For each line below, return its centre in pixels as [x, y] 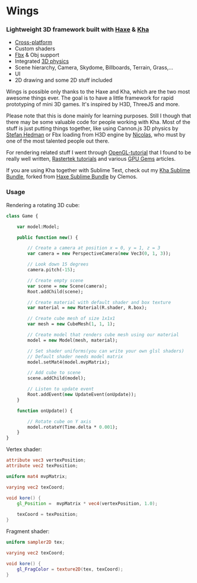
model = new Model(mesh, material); [73, 340]
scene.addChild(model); [57, 378]
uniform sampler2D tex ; [36, 542]
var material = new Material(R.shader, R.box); [87, 308]
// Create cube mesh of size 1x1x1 [72, 319]
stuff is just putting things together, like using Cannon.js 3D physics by [92, 128]
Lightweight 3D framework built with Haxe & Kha [78, 30]
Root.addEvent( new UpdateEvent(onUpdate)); [82, 395]
